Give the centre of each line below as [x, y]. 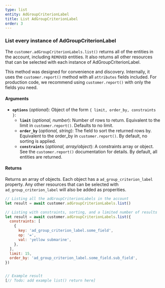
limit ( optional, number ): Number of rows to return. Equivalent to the [90, 120]
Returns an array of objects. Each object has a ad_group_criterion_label [79, 179]
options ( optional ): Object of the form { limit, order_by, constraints [84, 110]
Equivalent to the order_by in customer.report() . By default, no [83, 136]
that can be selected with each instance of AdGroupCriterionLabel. [73, 62]
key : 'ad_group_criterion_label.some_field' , [66, 231]
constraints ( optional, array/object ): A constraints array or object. [87, 146]
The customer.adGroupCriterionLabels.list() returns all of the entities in [79, 51]
